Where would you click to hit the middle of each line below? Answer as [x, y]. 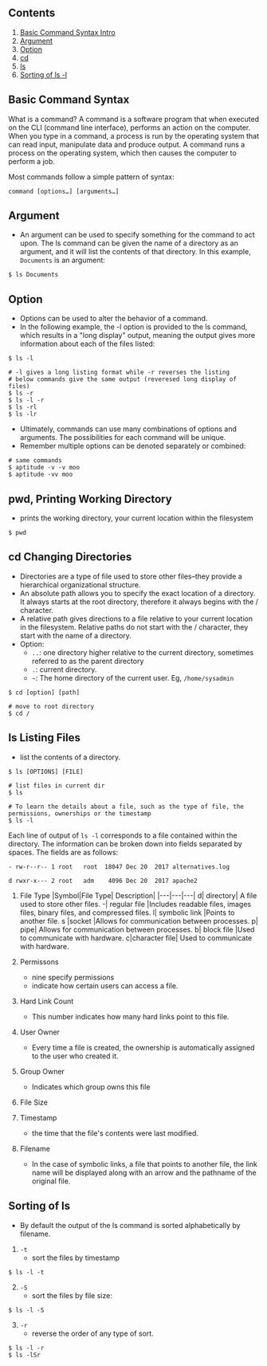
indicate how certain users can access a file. [105, 985]
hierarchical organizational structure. [80, 584]
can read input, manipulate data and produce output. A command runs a [127, 144]
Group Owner [42, 1071]
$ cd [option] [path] [44, 693]
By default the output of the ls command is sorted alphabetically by [130, 1225]
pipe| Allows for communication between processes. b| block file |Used [137, 929]
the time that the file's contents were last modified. [115, 1133]
